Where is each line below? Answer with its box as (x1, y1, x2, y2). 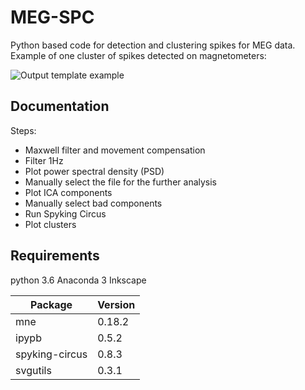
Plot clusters (24, 218, 77, 230)
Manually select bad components (24, 197, 163, 209)
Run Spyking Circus (24, 207, 107, 220)
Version (97, 297, 136, 311)
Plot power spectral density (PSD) (24, 165, 165, 177)
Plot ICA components (24, 186, 113, 198)
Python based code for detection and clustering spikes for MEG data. (10, 39, 296, 51)
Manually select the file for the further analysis (24, 176, 218, 188)
